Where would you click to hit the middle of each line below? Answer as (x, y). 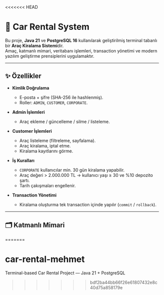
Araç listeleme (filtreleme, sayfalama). (58, 140)
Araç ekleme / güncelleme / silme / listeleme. (64, 122)
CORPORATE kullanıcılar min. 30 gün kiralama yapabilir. (72, 170)
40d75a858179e (106, 287)
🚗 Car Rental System (47, 27)
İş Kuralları (23, 160)
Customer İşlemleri (32, 131)
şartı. (25, 180)
